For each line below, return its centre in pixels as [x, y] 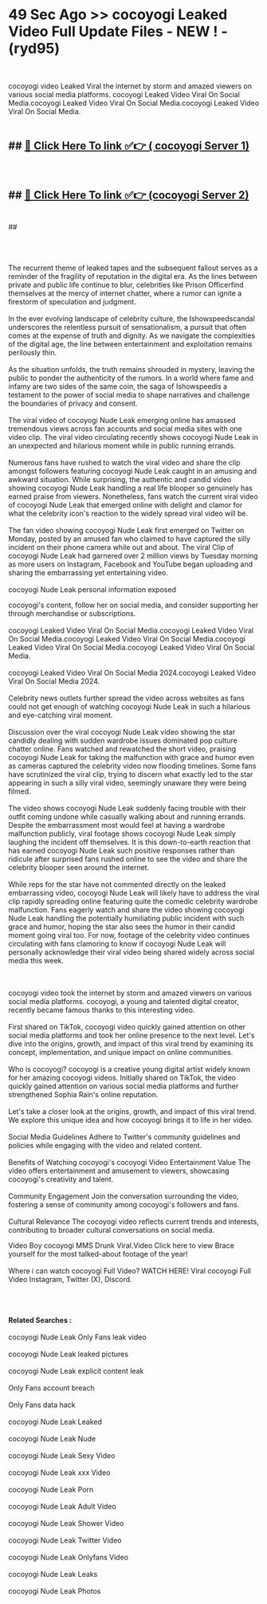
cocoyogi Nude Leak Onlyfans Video [69, 1557]
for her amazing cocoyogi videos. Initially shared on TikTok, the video [122, 1077]
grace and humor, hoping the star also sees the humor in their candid [122, 927]
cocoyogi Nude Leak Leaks [53, 1574]
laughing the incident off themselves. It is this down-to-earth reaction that [130, 841]
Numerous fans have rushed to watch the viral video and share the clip [124, 462]
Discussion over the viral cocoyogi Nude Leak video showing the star [122, 731]
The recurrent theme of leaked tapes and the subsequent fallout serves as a [133, 268]
